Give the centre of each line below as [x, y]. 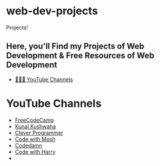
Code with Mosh [35, 139]
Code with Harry [35, 152]
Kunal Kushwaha [35, 126]
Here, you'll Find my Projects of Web [75, 46]
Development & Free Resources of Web [80, 56]
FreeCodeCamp [34, 120]
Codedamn [29, 145]
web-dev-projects [52, 11]
